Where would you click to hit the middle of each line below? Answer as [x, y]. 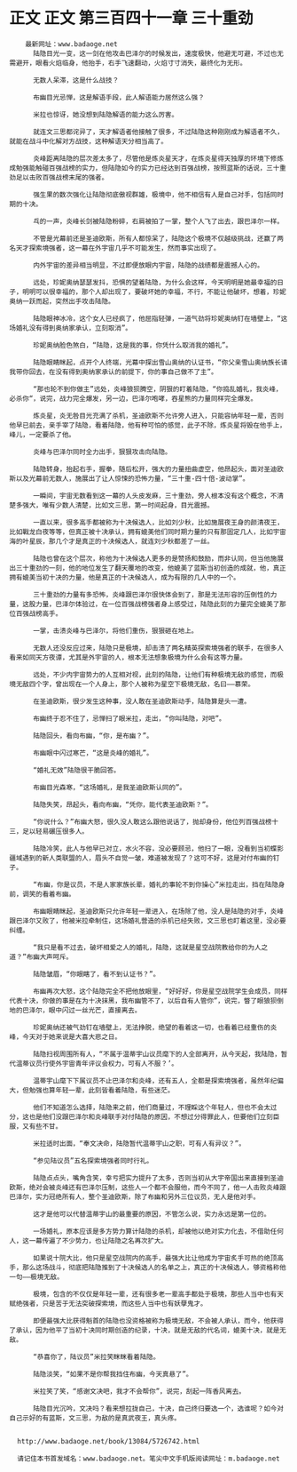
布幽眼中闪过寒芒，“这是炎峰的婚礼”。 [93, 753]
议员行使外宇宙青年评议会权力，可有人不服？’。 [104, 1063]
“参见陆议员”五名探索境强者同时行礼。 [93, 1161]
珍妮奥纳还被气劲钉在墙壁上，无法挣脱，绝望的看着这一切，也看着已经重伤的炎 [155, 1028]
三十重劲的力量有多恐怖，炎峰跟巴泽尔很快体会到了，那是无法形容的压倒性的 [152, 595]
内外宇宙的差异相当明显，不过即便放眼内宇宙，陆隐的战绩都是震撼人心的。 [148, 265]
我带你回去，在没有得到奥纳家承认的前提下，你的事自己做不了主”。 [113, 372]
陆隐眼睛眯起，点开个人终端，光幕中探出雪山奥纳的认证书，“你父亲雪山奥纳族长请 [160, 362]
